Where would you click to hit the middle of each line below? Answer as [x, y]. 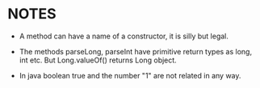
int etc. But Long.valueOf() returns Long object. [98, 60]
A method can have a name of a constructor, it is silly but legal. [124, 36]
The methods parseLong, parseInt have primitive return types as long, [135, 51]
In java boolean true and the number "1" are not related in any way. [130, 75]
